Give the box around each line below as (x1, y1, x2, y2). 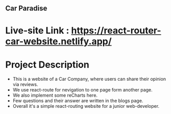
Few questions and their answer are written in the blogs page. (12, 97, 143, 104)
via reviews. (12, 81, 38, 87)
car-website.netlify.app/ (5, 35, 112, 47)
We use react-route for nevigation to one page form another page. (12, 86, 153, 93)
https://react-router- (71, 25, 161, 36)
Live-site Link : (5, 25, 70, 36)
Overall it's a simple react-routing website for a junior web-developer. (12, 103, 160, 109)
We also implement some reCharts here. (12, 92, 98, 98)
